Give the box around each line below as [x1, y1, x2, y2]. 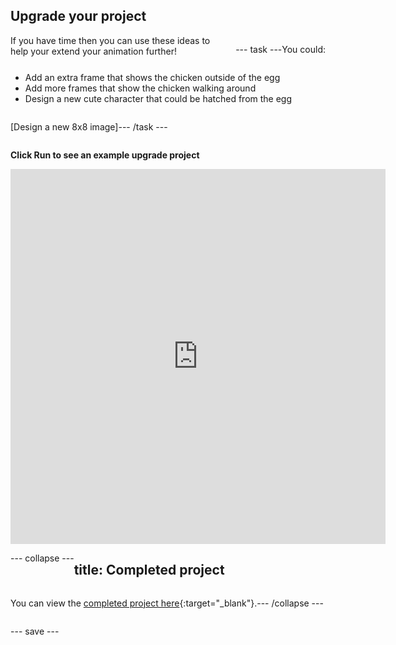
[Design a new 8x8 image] [10, 120, 119, 133]
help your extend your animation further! [10, 45, 177, 57]
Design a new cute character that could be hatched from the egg [24, 92, 293, 104]
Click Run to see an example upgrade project [10, 149, 200, 161]
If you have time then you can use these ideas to [10, 34, 211, 46]
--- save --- [10, 625, 60, 637]
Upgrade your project [10, 8, 147, 25]
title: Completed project [73, 562, 225, 579]
